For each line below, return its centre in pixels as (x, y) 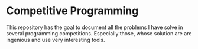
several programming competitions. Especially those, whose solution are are (99, 33)
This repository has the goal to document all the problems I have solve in (95, 27)
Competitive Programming (72, 11)
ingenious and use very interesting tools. (56, 40)
